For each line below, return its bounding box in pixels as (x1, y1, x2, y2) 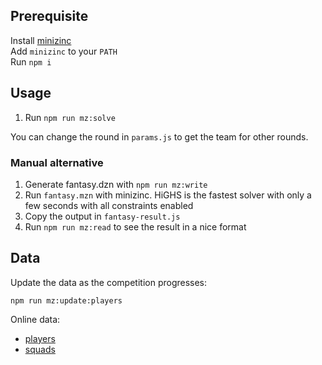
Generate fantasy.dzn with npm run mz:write (24, 178, 208, 190)
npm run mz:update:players (10, 295, 123, 306)
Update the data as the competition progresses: (10, 276, 208, 288)
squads (24, 343, 56, 355)
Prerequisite (10, 8, 89, 25)
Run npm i (10, 55, 52, 68)
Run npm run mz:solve (24, 111, 116, 123)
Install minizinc (10, 34, 72, 46)
